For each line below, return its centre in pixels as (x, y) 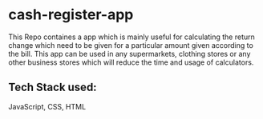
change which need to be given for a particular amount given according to (131, 45)
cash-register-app (71, 15)
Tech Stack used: (53, 87)
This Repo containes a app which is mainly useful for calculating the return (131, 37)
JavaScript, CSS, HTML (47, 106)
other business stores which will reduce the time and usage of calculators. (131, 62)
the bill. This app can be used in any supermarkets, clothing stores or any (129, 54)
